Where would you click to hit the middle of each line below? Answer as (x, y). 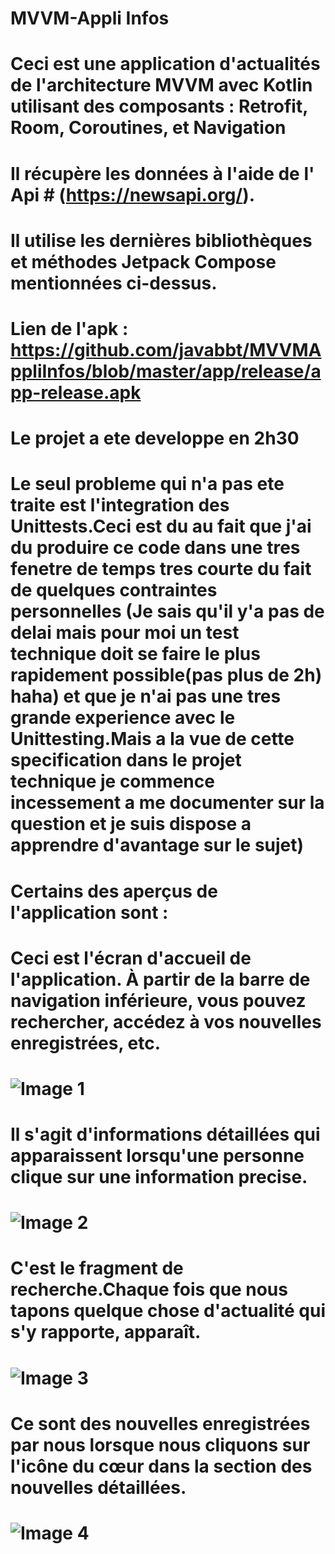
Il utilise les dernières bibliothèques (161, 240)
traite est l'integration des (120, 505)
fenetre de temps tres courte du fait (161, 569)
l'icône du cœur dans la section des (161, 1466)
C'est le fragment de (97, 1268)
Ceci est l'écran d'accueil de (131, 958)
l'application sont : (89, 912)
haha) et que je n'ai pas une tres (146, 696)
